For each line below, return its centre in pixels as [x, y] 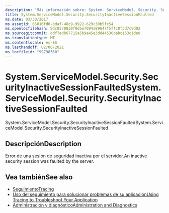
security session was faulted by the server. [50, 161]
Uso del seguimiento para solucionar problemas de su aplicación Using [86, 194]
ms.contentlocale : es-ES [31, 43]
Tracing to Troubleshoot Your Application [55, 200]
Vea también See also [39, 177]
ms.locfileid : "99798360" [32, 52]
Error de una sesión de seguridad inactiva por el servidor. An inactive [76, 156]
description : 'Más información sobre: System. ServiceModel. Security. [82, 10]
